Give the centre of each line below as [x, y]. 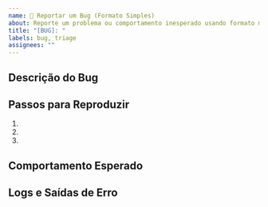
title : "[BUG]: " [37, 30]
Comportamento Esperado [76, 165]
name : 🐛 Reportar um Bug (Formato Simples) [82, 16]
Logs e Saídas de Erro [63, 193]
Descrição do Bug [53, 78]
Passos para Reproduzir [69, 104]
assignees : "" [32, 45]
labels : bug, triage [43, 38]
